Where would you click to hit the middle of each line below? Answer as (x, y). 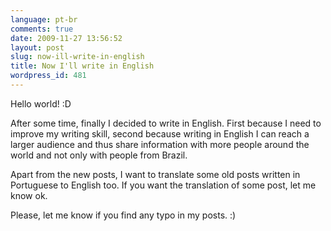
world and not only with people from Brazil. (99, 155)
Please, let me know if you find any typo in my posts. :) (123, 215)
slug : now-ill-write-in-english (77, 57)
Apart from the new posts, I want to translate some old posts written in (155, 174)
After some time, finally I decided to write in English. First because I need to (166, 123)
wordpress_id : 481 (48, 76)
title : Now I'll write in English (82, 66)
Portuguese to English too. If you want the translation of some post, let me (163, 185)
